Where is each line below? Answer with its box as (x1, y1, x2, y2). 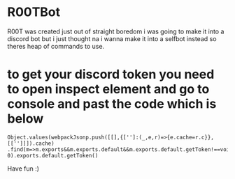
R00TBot (7, 4, 61, 20)
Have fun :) (7, 164, 40, 173)
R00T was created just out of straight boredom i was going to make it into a (7, 27, 225, 36)
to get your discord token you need (7, 67, 215, 82)
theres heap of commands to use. (7, 42, 105, 50)
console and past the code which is (7, 96, 217, 112)
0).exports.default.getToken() (7, 152, 99, 159)
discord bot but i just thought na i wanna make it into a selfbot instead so (7, 34, 217, 42)
